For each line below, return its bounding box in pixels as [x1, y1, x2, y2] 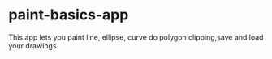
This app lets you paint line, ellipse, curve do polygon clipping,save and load [8, 32, 264, 42]
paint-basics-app [8, 6, 129, 24]
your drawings [8, 40, 57, 50]
